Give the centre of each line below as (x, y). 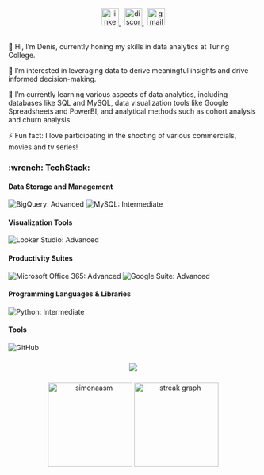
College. (22, 55)
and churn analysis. (40, 120)
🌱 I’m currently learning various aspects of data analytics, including (118, 94)
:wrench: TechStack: (49, 168)
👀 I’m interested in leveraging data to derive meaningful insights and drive (128, 70)
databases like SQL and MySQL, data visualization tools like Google (118, 103)
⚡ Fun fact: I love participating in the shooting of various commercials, (122, 135)
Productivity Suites (40, 258)
